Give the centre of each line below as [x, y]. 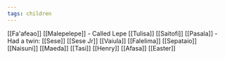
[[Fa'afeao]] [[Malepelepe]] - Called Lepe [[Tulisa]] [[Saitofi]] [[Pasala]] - [112, 33]
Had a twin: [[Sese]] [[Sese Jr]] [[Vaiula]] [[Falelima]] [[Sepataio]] [102, 41]
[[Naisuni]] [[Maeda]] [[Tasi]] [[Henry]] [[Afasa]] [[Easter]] [91, 48]
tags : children [30, 14]
